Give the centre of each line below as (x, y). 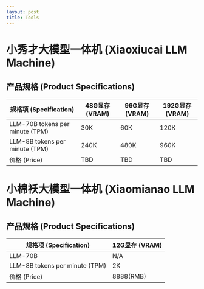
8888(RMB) (129, 276)
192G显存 (177, 105)
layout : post (23, 12)
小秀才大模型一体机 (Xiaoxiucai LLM (97, 50)
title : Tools (23, 18)
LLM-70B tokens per (39, 124)
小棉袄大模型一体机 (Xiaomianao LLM (100, 189)
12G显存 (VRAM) (137, 245)
